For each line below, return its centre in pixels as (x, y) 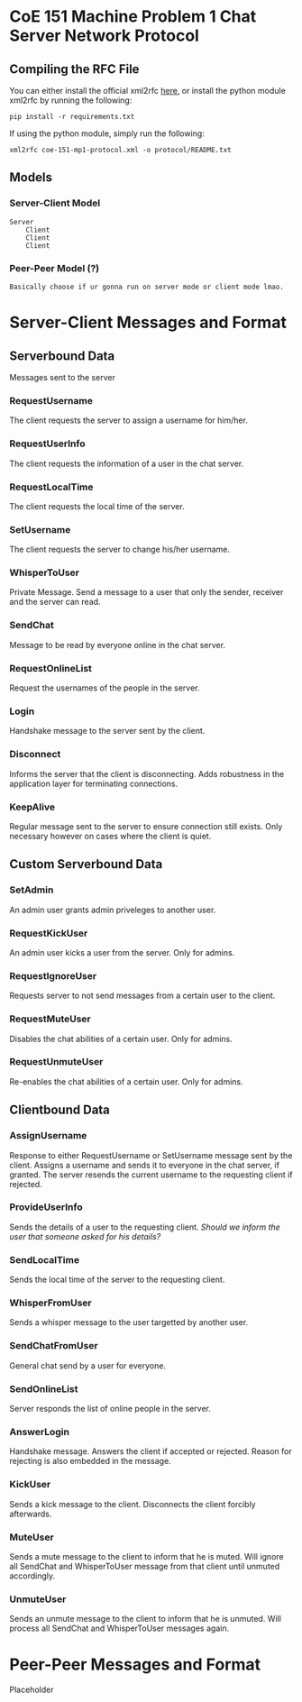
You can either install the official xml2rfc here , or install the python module (147, 91)
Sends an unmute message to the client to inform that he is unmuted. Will (146, 1619)
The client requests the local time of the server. (97, 506)
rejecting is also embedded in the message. (90, 1461)
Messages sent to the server (62, 377)
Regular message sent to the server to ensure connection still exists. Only (146, 826)
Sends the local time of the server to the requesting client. (117, 1280)
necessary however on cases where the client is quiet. (110, 836)
